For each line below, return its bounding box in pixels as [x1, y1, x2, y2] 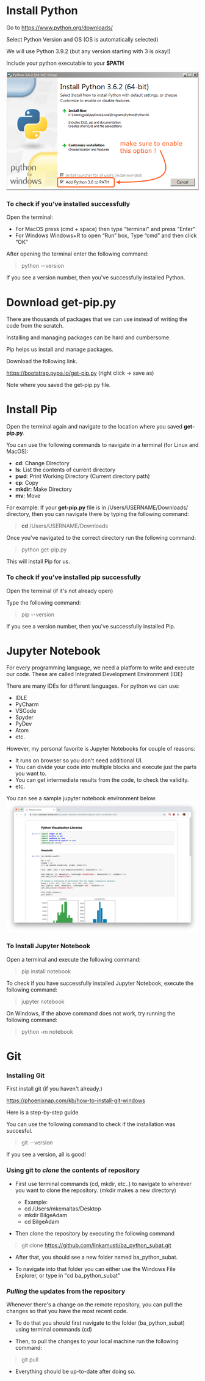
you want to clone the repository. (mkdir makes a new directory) [15, 1187, 177, 1194]
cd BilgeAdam [24, 1218, 60, 1225]
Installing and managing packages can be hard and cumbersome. [6, 334, 171, 341]
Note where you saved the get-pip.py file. [6, 381, 111, 389]
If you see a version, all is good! [6, 1151, 87, 1158]
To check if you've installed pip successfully [6, 573, 142, 581]
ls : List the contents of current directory [15, 466, 116, 474]
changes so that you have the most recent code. [6, 1307, 128, 1314]
